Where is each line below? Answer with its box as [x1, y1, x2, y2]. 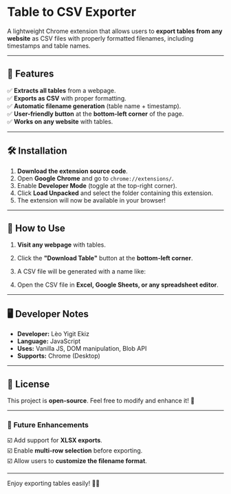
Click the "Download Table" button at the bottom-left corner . [16, 254, 193, 263]
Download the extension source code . [16, 167, 129, 175]
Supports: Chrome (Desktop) [16, 352, 101, 360]
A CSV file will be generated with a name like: [16, 267, 146, 276]
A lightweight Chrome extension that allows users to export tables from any [7, 27, 223, 35]
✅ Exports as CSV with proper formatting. [7, 94, 126, 102]
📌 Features [7, 68, 54, 80]
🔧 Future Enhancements [7, 420, 89, 429]
